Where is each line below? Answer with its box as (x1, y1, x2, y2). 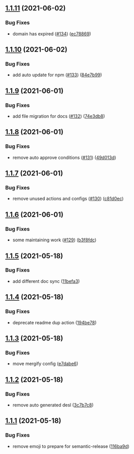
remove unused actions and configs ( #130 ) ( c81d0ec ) (12, 195, 124, 201)
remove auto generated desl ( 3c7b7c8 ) (12, 401, 94, 408)
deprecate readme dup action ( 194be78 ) (12, 319, 97, 325)
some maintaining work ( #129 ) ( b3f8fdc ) (12, 237, 97, 243)
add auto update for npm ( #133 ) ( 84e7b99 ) (12, 72, 102, 78)
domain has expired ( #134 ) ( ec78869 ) (12, 30, 92, 37)
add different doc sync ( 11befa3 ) (12, 278, 80, 284)
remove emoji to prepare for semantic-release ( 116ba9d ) (12, 443, 129, 449)
